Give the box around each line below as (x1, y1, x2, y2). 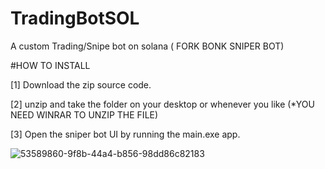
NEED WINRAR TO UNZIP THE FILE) (10, 108, 159, 121)
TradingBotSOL (10, 7, 140, 30)
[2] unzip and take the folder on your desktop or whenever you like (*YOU (10, 98, 315, 110)
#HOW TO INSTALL (10, 59, 91, 71)
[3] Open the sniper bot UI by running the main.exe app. (10, 128, 241, 140)
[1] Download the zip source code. (10, 78, 152, 91)
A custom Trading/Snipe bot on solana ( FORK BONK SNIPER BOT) (10, 40, 285, 52)
